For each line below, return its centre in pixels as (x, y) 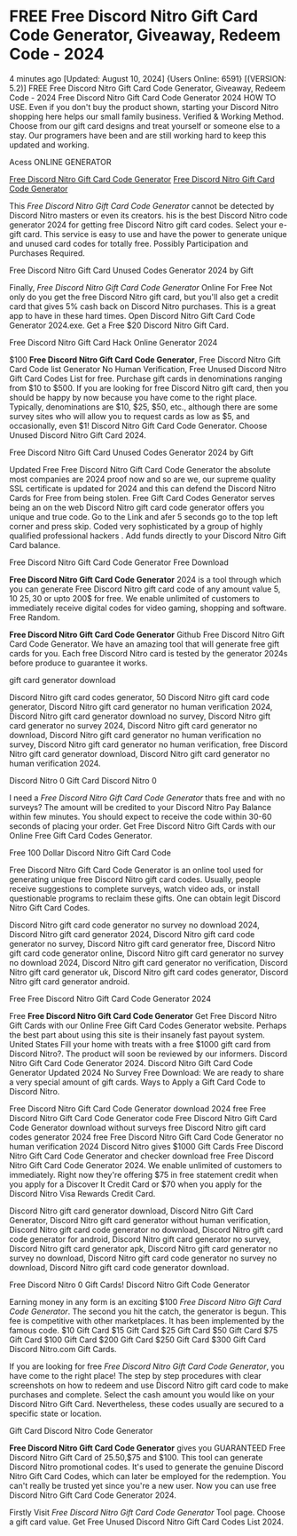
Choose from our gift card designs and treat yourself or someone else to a (145, 125)
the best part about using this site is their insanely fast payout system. (137, 1035)
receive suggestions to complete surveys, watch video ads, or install (134, 888)
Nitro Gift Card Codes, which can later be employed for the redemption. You (148, 1476)
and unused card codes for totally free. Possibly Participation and (129, 243)
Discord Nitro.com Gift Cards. (63, 1349)
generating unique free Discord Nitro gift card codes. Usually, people (135, 879)
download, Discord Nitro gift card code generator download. (119, 1267)
